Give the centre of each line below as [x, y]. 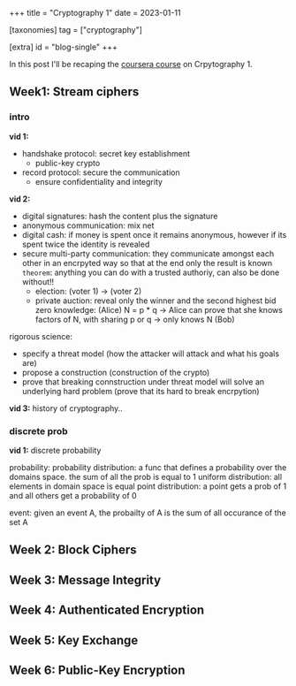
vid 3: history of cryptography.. [66, 408]
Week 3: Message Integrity [85, 579]
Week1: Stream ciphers [74, 92]
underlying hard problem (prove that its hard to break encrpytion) [140, 391]
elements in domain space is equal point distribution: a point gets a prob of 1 [148, 486]
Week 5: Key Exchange [74, 640]
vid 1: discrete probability [55, 450]
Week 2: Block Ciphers [73, 550]
